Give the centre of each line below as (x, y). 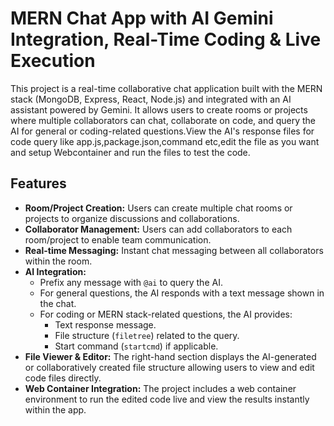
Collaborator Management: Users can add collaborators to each (158, 229)
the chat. (58, 303)
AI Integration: (55, 271)
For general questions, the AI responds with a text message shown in (182, 293)
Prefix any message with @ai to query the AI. (131, 282)
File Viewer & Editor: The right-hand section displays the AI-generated (170, 356)
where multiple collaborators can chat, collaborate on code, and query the (163, 120)
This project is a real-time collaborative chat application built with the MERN (166, 88)
